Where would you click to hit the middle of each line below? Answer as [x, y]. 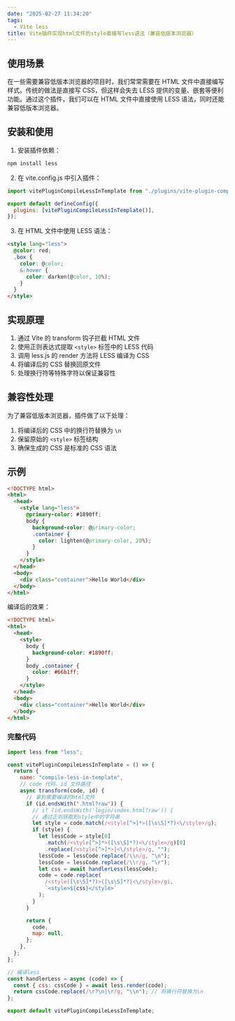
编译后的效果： [29, 607]
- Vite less [31, 27]
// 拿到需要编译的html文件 [60, 797]
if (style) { [51, 830]
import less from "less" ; [45, 752]
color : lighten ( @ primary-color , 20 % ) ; [95, 541]
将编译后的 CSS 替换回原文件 [59, 364]
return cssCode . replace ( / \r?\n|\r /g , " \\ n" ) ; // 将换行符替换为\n [109, 992]
